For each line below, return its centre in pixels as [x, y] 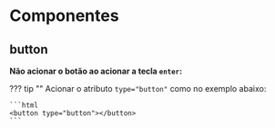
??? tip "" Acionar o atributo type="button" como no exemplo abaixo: [138, 89]
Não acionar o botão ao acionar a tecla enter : [96, 71]
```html [24, 105]
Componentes [65, 16]
